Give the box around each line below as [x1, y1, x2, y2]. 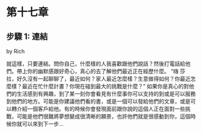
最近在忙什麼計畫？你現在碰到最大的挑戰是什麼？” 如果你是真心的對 [22, 82, 189, 90]
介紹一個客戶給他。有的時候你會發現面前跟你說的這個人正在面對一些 [16, 105, 185, 112]
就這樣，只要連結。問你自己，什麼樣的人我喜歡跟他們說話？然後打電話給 [6, 60, 185, 67]
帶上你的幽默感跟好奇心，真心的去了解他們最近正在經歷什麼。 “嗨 [16, 67, 179, 75]
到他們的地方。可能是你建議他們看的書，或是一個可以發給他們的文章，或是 [6, 97, 191, 105]
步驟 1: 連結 [6, 31, 48, 42]
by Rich [6, 48, 25, 55]
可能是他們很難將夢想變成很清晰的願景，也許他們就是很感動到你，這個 [16, 113, 191, 120]
